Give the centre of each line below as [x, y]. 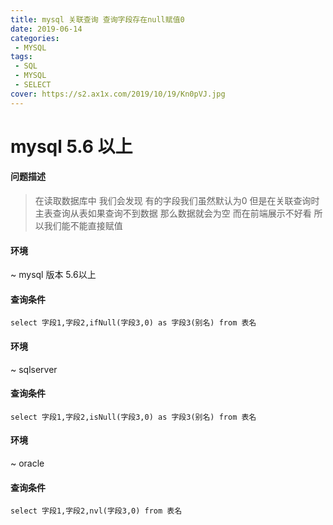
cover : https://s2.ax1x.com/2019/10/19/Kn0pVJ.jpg [118, 94]
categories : [35, 38]
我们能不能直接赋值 [83, 226]
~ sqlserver [34, 369]
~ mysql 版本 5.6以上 [53, 275]
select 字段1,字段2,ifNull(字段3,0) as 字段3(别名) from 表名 [133, 323]
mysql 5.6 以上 [71, 146]
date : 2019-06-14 [46, 29]
